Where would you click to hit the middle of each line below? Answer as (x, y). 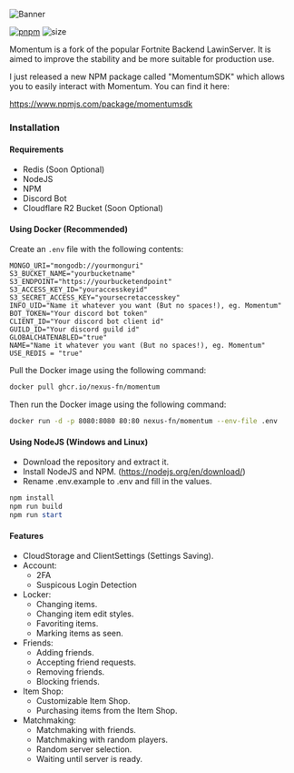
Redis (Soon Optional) (64, 169)
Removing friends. (70, 672)
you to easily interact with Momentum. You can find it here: (119, 86)
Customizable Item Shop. (83, 701)
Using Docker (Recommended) (69, 229)
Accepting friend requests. (86, 662)
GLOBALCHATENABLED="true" (58, 338)
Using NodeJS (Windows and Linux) (78, 442)
